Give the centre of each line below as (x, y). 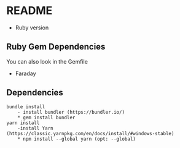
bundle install (26, 107)
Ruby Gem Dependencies (56, 47)
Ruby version (32, 28)
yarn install (23, 123)
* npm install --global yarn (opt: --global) (77, 139)
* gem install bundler (46, 117)
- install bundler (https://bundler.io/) (71, 112)
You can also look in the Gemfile (47, 61)
